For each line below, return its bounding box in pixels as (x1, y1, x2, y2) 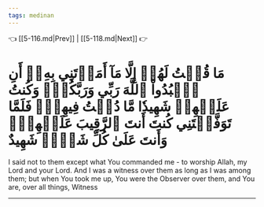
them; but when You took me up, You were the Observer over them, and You (8, 174, 255, 183)
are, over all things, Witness (8, 182, 98, 191)
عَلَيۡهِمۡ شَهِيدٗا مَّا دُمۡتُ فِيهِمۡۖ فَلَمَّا (8, 98, 230, 115)
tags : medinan (8, 11, 55, 20)
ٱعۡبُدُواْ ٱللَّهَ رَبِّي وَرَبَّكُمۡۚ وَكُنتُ (8, 80, 200, 98)
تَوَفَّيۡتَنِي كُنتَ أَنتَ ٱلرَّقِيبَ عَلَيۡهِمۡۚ (8, 114, 232, 132)
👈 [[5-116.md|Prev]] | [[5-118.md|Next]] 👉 (8, 33, 148, 43)
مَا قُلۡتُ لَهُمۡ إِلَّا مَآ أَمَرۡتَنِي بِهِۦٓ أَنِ (8, 64, 225, 82)
